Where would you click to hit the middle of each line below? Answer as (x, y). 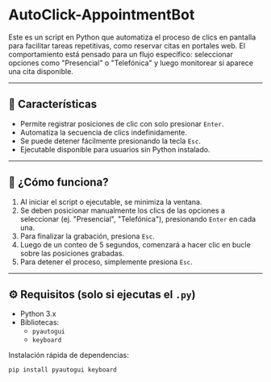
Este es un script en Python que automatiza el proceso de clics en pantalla (132, 37)
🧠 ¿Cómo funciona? (58, 183)
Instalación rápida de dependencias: (69, 355)
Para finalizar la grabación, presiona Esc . (88, 236)
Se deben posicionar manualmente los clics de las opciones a (123, 210)
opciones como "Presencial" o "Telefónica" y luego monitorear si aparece (131, 63)
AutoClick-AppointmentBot (102, 15)
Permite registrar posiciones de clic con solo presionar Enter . (122, 123)
